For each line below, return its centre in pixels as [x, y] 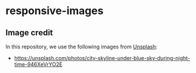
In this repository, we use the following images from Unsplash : [81, 47]
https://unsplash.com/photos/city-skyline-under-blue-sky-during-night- [102, 58]
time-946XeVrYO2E [38, 64]
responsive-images [55, 11]
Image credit [29, 33]
